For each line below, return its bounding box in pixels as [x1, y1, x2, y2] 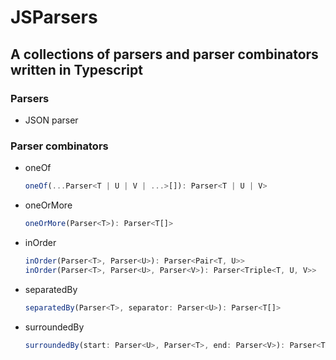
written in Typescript [10, 61, 143, 78]
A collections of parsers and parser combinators [10, 46, 319, 63]
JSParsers [10, 6, 98, 29]
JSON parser [24, 114, 79, 126]
